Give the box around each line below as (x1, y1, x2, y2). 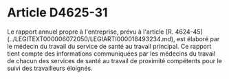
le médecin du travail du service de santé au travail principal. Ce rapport (7, 42, 212, 50)
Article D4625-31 (7, 5, 108, 21)
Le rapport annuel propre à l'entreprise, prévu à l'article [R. (7, 27, 174, 36)
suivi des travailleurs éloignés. (7, 64, 93, 72)
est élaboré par (176, 34, 220, 43)
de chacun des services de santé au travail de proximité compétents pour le (7, 56, 222, 65)
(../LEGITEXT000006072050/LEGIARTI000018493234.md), (7, 34, 175, 43)
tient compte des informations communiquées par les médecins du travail (7, 49, 216, 58)
